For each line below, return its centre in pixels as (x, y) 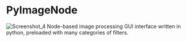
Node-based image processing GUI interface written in (114, 26)
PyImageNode (42, 10)
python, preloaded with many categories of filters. (67, 32)
